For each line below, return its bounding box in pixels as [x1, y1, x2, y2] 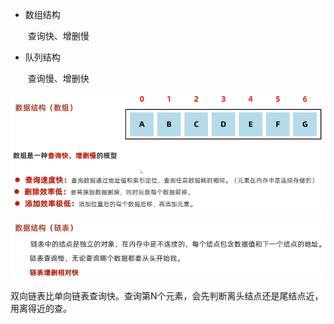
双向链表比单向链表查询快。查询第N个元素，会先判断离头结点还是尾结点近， [10, 290, 324, 302]
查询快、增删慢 [27, 30, 90, 42]
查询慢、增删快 [27, 73, 90, 84]
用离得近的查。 [10, 303, 72, 315]
